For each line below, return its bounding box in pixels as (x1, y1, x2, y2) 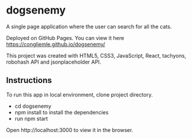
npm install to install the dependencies (14, 108, 109, 115)
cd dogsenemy (14, 102, 51, 110)
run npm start (14, 115, 48, 122)
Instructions (6, 75, 52, 85)
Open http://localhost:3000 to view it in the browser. (6, 126, 134, 133)
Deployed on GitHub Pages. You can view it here (6, 34, 125, 41)
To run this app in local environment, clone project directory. (6, 91, 153, 98)
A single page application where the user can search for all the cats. (6, 23, 173, 30)
